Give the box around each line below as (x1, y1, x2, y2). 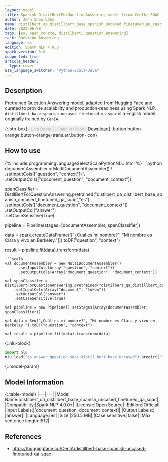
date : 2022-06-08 (5, 26, 41, 31)
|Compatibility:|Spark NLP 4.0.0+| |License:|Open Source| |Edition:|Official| (5, 402, 160, 408)
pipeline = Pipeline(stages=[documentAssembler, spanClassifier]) (5, 222, 141, 228)
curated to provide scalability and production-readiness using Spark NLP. (5, 105, 156, 111)
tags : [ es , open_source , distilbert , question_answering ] (5, 31, 128, 36)
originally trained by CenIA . (5, 116, 60, 122)
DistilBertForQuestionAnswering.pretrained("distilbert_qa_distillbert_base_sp (5, 191, 162, 197)
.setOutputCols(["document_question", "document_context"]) (5, 176, 131, 182)
